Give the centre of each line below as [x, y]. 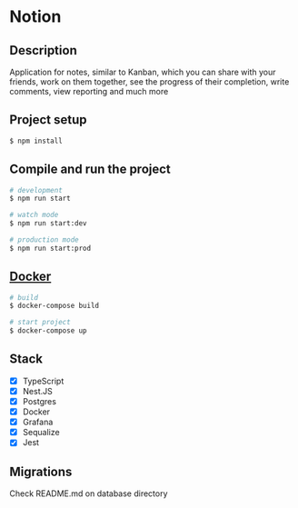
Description [43, 50]
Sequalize [41, 433]
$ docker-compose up [49, 331]
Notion [35, 17]
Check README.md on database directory [89, 493]
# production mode [44, 240]
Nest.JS [37, 391]
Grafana [38, 422]
